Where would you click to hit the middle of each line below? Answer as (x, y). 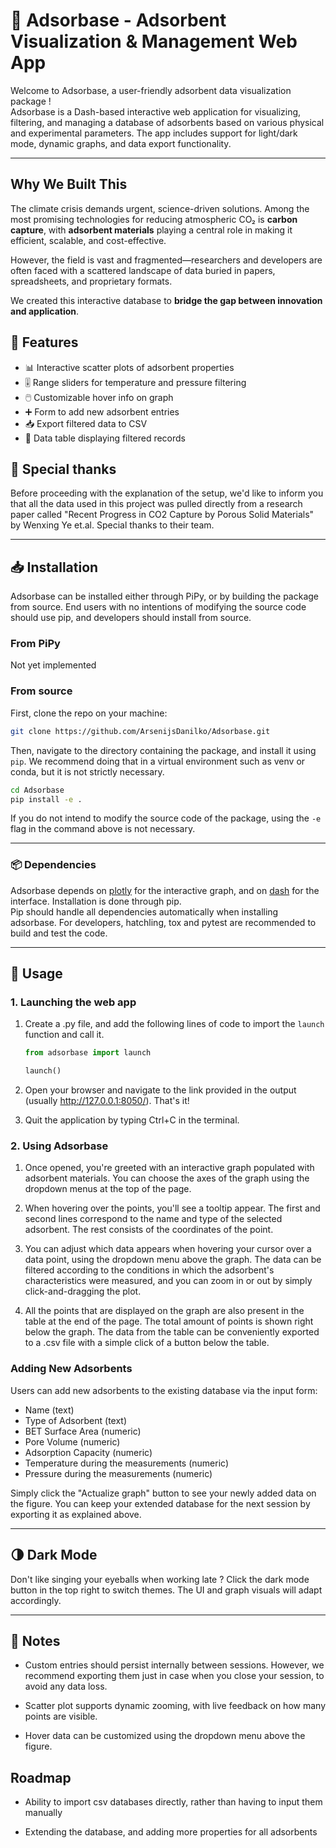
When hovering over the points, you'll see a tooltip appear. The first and (172, 1208)
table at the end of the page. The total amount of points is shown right (169, 1321)
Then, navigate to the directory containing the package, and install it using (163, 750)
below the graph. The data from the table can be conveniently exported (172, 1332)
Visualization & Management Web (154, 41)
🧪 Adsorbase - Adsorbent (118, 20)
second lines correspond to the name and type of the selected (153, 1219)
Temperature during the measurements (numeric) (127, 1463)
